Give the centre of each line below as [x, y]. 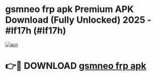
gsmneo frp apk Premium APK [70, 9]
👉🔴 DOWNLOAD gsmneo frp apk [76, 66]
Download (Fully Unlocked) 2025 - [79, 20]
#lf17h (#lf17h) [36, 31]
